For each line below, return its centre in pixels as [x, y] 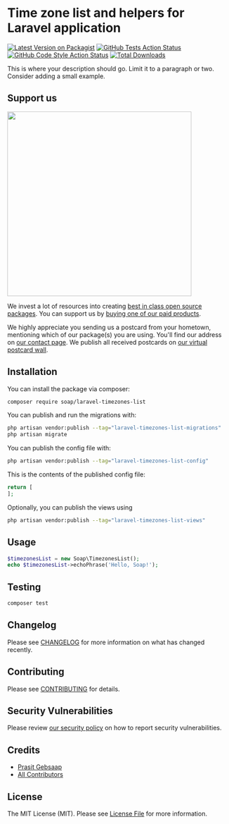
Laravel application [64, 28]
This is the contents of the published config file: [76, 474]
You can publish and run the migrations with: [72, 415]
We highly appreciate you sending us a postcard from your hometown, [109, 327]
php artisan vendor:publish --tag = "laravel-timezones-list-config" [108, 461]
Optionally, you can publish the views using [70, 507]
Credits [24, 750]
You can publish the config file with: [59, 448]
